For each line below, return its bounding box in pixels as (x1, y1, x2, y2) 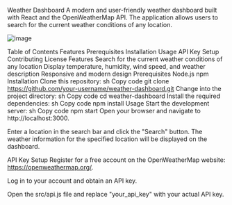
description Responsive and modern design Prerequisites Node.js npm (7, 69, 210, 78)
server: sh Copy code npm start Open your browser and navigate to (7, 107, 201, 115)
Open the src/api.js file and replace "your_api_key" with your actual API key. (7, 190, 224, 198)
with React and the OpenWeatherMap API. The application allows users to (7, 13, 219, 22)
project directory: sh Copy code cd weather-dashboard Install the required (7, 92, 221, 100)
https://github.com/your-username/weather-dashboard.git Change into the (7, 85, 222, 92)
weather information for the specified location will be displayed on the (7, 135, 208, 143)
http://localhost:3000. (7, 114, 69, 122)
